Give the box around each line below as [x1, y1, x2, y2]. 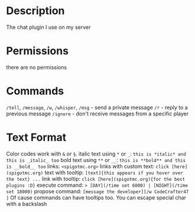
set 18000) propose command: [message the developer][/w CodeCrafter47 [6, 187, 189, 195]
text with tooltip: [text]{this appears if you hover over [44, 169, 183, 176]
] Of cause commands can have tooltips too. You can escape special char [6, 194, 186, 201]
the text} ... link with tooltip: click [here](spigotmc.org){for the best [6, 175, 185, 182]
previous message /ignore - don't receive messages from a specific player [6, 110, 189, 117]
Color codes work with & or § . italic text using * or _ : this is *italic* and [6, 150, 186, 157]
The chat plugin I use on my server [6, 24, 91, 31]
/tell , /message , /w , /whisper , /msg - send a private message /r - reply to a [6, 104, 188, 111]
